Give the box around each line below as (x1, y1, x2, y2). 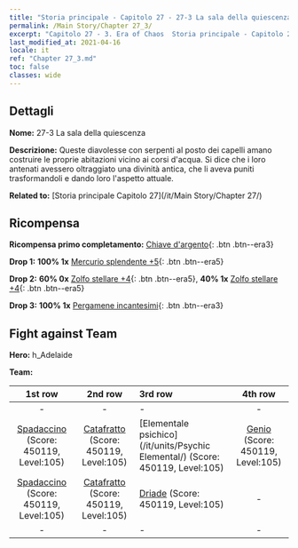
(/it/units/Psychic (138, 440, 211, 452)
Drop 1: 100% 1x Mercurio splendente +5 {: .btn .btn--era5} (9, 257, 224, 267)
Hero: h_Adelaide (9, 350, 73, 361)
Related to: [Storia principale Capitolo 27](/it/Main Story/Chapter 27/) (9, 190, 263, 201)
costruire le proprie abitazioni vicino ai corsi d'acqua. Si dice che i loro (9, 154, 266, 164)
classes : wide (9, 71, 62, 80)
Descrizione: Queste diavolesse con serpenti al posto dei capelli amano (9, 144, 272, 155)
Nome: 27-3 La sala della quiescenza (9, 127, 146, 138)
